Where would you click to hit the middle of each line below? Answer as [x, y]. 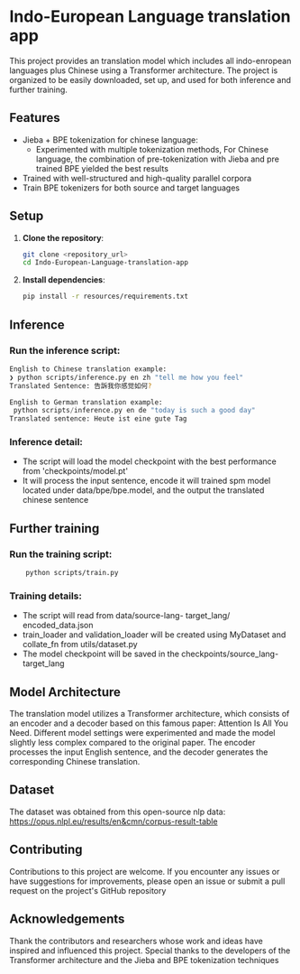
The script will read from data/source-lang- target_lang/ [126, 616]
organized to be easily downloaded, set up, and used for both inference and [150, 79]
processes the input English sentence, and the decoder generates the [139, 752]
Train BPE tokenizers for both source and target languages [131, 188]
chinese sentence [55, 500]
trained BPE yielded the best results [102, 168]
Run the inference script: [65, 350]
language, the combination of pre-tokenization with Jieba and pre [157, 159]
